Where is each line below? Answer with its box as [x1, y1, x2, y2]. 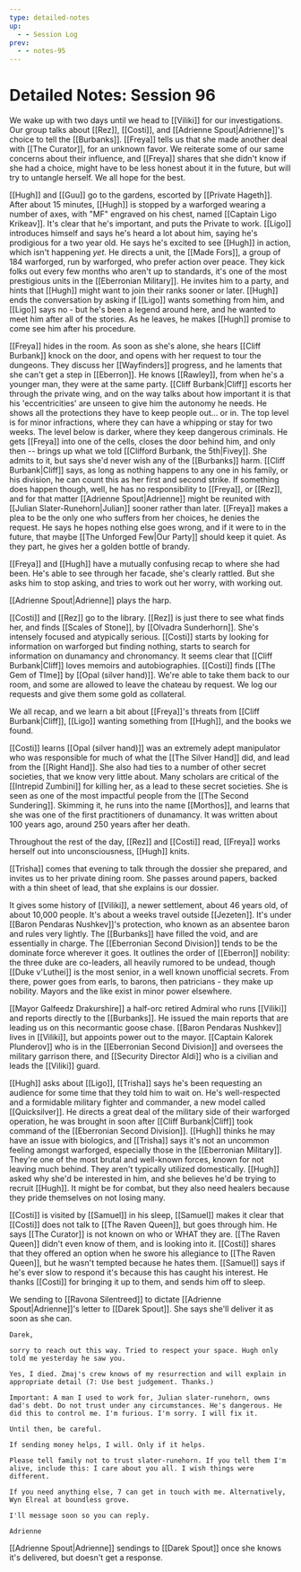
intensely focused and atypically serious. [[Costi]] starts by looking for [9, 631, 270, 642]
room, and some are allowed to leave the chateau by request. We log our [9, 679, 278, 690]
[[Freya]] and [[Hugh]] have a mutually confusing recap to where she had [9, 559, 280, 570]
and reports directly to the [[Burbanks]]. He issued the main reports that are [9, 1012, 289, 1024]
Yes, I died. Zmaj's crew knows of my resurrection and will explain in [9, 1370, 287, 1379]
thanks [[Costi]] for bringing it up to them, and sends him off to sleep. [9, 1276, 266, 1287]
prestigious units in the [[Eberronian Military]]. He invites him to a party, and [9, 276, 289, 287]
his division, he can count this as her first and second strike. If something [9, 474, 279, 485]
